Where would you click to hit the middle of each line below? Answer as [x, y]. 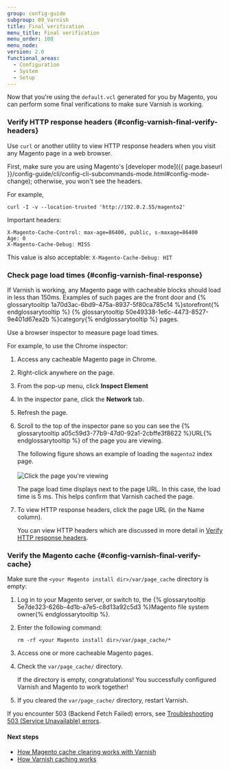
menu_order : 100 [30, 39]
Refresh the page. [43, 412]
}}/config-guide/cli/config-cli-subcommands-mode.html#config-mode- [108, 173]
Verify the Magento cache [51, 555]
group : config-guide [37, 13]
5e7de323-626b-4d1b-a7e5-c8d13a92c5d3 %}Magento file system [113, 607]
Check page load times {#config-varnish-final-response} [105, 275]
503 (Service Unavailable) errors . [54, 721]
